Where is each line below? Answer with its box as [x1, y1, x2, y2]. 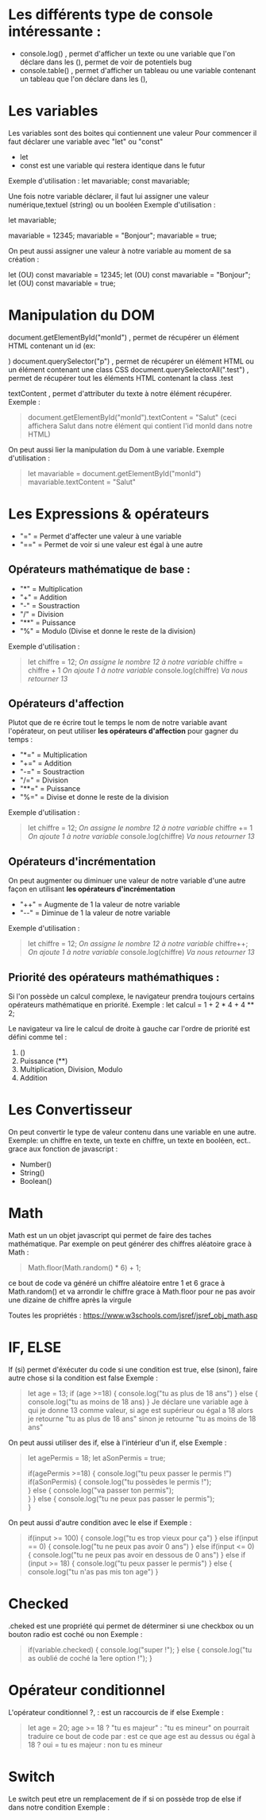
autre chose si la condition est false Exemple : [8, 1373, 159, 1383]
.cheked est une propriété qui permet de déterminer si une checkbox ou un [8, 1620, 254, 1631]
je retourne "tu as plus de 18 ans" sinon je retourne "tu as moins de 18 [27, 1414, 256, 1423]
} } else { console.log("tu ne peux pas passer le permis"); [27, 1493, 215, 1504]
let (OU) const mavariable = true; [8, 278, 116, 288]
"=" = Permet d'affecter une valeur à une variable [19, 531, 182, 541]
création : [8, 254, 40, 264]
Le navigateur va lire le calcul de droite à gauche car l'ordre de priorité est [8, 1024, 250, 1033]
